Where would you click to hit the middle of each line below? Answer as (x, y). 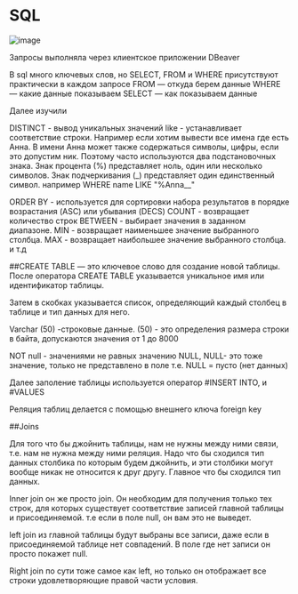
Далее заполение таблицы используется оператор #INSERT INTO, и (138, 382)
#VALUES (27, 391)
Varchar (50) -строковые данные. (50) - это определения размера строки (149, 329)
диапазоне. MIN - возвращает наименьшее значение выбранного (134, 230)
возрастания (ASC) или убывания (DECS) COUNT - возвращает (129, 211)
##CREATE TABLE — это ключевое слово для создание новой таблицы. (145, 266)
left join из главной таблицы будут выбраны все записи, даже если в (139, 534)
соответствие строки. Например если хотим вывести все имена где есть (149, 137)
